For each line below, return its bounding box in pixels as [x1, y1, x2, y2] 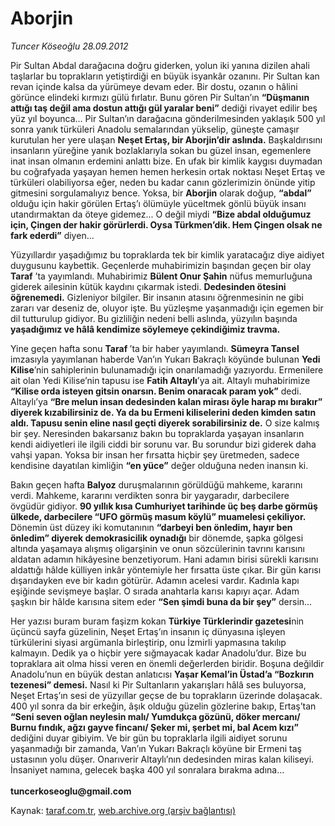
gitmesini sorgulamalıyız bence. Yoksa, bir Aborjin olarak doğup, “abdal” [10, 187, 312, 199]
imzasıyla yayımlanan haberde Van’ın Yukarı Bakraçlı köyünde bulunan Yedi [10, 353, 321, 365]
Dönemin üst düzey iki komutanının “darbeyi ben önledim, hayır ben [10, 521, 293, 533]
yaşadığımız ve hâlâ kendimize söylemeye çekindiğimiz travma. [10, 323, 281, 335]
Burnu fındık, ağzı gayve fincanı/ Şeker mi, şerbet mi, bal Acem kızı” [10, 721, 299, 733]
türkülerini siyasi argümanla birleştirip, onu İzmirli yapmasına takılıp [10, 636, 287, 648]
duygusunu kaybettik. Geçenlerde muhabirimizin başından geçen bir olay [10, 259, 312, 271]
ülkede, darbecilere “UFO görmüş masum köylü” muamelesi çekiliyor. [10, 510, 307, 522]
